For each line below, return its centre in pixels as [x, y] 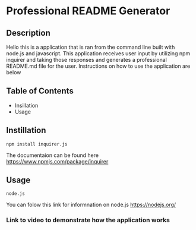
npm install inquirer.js [37, 144]
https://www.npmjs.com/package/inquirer [57, 161]
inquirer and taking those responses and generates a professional [87, 60]
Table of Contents [40, 91]
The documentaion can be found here [53, 155]
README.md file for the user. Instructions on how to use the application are [98, 66]
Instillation [26, 130]
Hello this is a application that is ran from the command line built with [91, 47]
